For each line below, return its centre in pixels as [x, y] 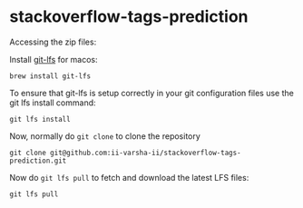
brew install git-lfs [50, 76]
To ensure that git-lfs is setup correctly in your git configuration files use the [152, 93]
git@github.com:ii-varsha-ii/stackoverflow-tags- [146, 153]
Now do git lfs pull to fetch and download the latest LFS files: [129, 177]
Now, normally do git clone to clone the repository [105, 136]
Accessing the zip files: [53, 42]
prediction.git [38, 161]
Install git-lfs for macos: [54, 59]
